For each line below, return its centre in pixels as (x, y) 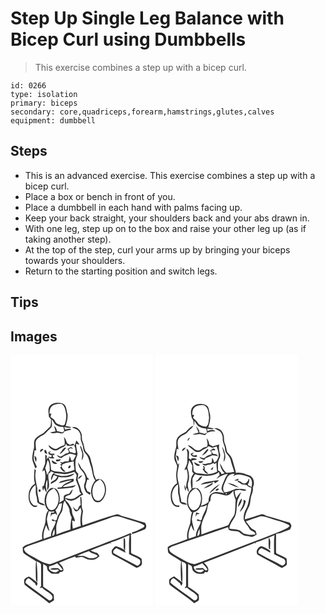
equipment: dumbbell (53, 120)
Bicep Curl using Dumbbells (128, 39)
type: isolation (44, 94)
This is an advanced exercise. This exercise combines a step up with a (170, 175)
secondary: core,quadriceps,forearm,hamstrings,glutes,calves (142, 112)
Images (34, 336)
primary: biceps (44, 103)
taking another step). (68, 239)
